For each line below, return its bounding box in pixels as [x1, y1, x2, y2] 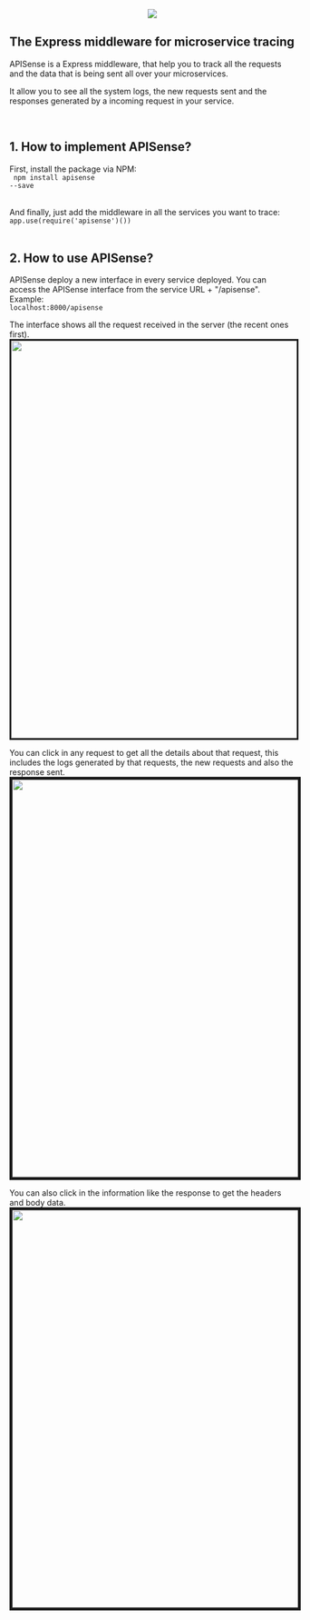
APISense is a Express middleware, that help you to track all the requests [9, 58, 282, 69]
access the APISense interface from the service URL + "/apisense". [9, 284, 261, 295]
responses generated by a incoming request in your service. [9, 95, 235, 106]
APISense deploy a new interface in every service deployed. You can [9, 274, 267, 285]
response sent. [9, 767, 65, 778]
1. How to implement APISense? [9, 139, 192, 154]
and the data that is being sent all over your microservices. [9, 68, 228, 79]
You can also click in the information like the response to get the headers [9, 1188, 282, 1198]
